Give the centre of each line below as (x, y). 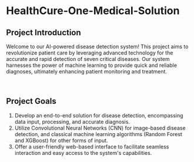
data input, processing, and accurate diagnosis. (72, 122)
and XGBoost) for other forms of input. (61, 140)
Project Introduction (44, 33)
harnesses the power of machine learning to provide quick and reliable (92, 65)
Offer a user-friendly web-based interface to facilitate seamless (92, 146)
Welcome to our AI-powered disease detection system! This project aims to (97, 46)
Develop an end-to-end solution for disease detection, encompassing (99, 115)
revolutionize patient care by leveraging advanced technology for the (90, 53)
